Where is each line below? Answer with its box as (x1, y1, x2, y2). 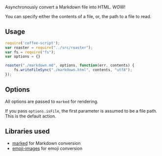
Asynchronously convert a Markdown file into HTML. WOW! (5, 4, 126, 10)
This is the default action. (5, 113, 56, 119)
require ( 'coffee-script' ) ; (5, 40, 60, 45)
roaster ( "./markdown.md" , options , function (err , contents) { (5, 63, 135, 68)
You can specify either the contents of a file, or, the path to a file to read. (5, 14, 152, 19)
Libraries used (5, 127, 50, 136)
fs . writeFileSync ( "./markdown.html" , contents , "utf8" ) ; (14, 68, 133, 73)
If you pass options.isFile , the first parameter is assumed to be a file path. (5, 108, 158, 114)
